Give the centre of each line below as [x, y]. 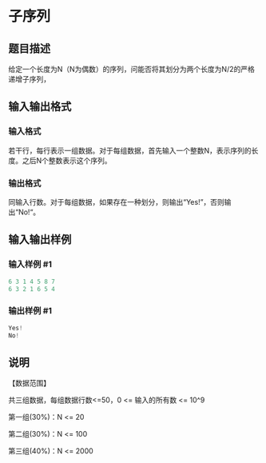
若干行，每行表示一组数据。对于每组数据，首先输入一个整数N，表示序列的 [130, 150]
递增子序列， [29, 79]
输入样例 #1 [30, 265]
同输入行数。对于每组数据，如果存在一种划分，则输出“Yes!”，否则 [117, 202]
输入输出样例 [40, 239]
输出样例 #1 [30, 311]
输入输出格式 [40, 107]
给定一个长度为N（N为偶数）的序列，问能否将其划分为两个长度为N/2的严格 [132, 69]
